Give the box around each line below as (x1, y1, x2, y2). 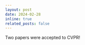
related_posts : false (5, 21, 50, 26)
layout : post (5, 7, 32, 12)
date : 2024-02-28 (5, 12, 41, 17)
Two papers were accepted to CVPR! (5, 35, 81, 41)
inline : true (5, 16, 32, 21)
